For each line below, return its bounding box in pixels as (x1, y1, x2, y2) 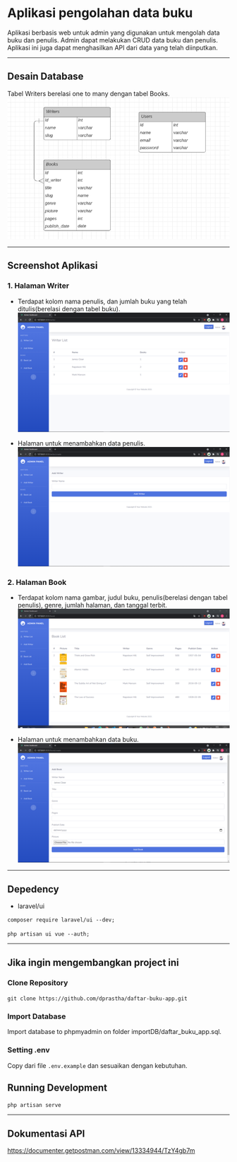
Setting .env (7, 1045, 51, 1055)
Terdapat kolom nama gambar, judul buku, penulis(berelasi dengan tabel (17, 593, 228, 602)
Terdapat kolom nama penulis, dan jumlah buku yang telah (17, 297, 188, 306)
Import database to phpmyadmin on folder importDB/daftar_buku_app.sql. (7, 1028, 222, 1036)
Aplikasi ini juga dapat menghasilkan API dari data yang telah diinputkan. (7, 43, 218, 52)
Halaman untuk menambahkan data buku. (17, 736, 139, 744)
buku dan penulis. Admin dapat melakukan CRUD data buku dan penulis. (7, 35, 219, 44)
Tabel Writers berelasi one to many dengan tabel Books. (7, 89, 170, 98)
